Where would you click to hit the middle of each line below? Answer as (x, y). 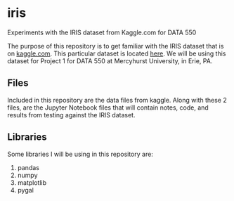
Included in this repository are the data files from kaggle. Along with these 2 (117, 100)
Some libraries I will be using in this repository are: (80, 154)
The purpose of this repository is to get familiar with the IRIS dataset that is (116, 46)
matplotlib (32, 182)
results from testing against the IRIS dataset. (71, 115)
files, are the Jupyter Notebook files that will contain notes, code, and (108, 108)
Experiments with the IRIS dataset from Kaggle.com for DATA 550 (102, 32)
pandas (28, 167)
